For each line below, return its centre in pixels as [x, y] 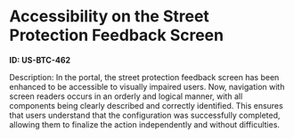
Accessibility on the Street [109, 16]
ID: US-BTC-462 [40, 60]
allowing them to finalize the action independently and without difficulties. [145, 124]
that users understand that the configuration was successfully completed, [145, 115]
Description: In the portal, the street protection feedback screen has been [144, 77]
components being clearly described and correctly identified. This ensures [146, 105]
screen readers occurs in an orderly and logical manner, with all [126, 96]
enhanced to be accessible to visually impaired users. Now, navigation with [147, 86]
